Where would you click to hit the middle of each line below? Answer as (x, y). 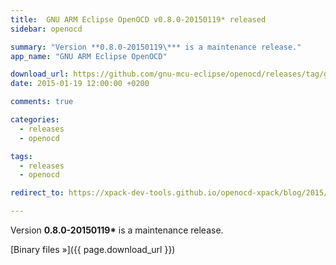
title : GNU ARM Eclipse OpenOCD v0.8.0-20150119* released (138, 19)
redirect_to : (37, 193)
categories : (35, 120)
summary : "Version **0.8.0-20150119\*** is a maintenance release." (156, 47)
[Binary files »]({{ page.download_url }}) (93, 249)
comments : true (42, 102)
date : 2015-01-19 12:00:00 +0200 (80, 84)
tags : (21, 156)
